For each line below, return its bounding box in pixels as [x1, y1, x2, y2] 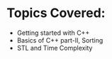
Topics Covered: [6, 5, 106, 21]
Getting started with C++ [16, 28, 90, 37]
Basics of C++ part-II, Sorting [16, 36, 103, 44]
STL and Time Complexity [16, 43, 93, 52]
